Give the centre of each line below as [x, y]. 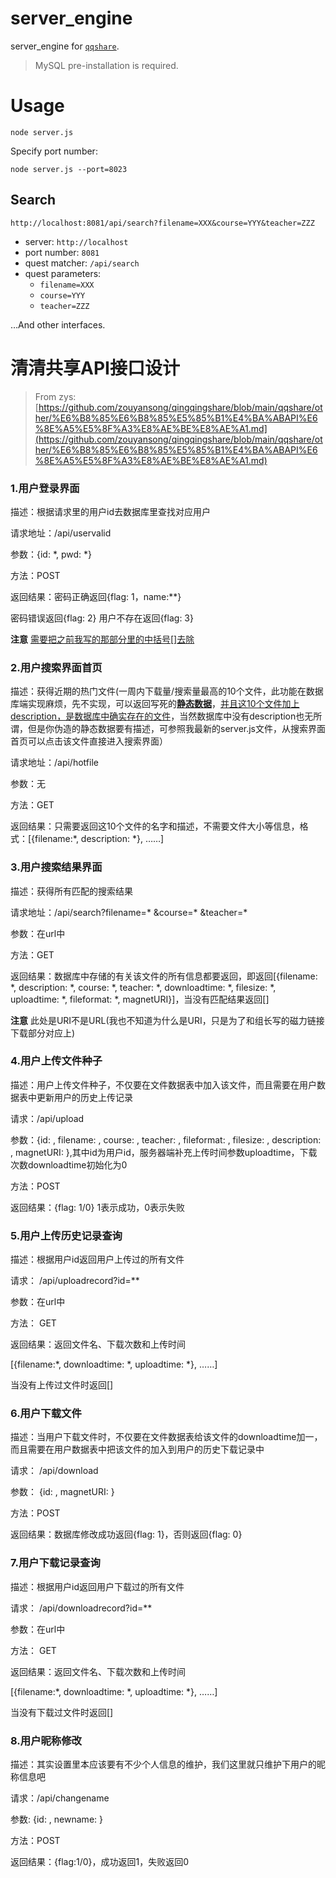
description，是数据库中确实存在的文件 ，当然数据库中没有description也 [157, 716]
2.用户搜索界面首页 [56, 667]
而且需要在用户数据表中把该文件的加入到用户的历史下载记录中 [137, 1449]
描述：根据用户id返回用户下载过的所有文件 [97, 1586]
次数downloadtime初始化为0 [69, 1164]
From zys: [55, 396]
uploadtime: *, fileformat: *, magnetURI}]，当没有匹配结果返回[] [140, 999]
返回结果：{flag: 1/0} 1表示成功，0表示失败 [97, 1207]
